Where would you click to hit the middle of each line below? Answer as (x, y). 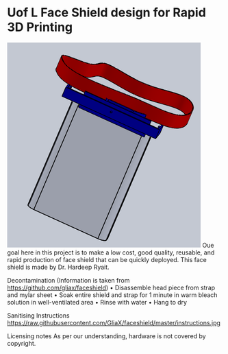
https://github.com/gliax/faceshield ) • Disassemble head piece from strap (111, 287)
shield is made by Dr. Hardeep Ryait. (58, 267)
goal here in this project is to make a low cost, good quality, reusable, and (111, 252)
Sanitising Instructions (38, 315)
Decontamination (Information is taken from (68, 280)
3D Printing (40, 27)
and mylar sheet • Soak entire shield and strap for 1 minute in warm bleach (112, 295)
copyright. (22, 343)
